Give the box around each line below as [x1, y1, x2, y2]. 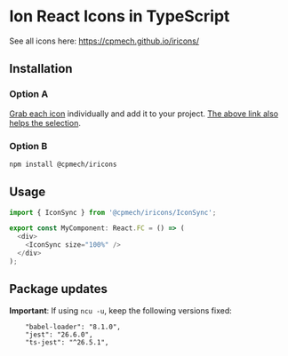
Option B [9, 139, 48, 152]
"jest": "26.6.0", [25, 330, 93, 339]
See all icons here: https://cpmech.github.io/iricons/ [9, 36, 200, 46]
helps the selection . [9, 117, 82, 128]
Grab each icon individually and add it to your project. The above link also [9, 108, 278, 119]
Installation [9, 61, 73, 76]
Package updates [9, 281, 108, 297]
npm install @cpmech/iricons [9, 160, 117, 169]
